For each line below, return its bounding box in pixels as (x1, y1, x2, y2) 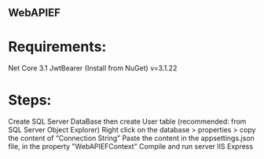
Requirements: (8, 38, 107, 56)
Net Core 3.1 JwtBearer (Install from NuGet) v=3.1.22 (8, 63, 178, 73)
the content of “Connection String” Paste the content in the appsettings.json (8, 133, 255, 143)
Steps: (8, 91, 52, 109)
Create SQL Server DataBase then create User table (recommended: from (8, 117, 247, 126)
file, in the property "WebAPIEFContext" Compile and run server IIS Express (8, 142, 254, 151)
